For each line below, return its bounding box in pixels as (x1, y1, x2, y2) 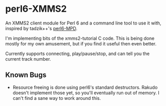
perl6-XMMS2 (5, 3, 67, 15)
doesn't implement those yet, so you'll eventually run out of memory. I (12, 90, 159, 96)
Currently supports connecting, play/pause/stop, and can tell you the (5, 50, 150, 57)
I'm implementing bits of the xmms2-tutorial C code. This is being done (5, 35, 155, 41)
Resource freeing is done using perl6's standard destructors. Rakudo (12, 84, 158, 90)
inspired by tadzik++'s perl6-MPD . (5, 25, 77, 31)
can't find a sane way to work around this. (12, 95, 101, 101)
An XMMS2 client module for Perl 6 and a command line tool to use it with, (5, 20, 161, 26)
